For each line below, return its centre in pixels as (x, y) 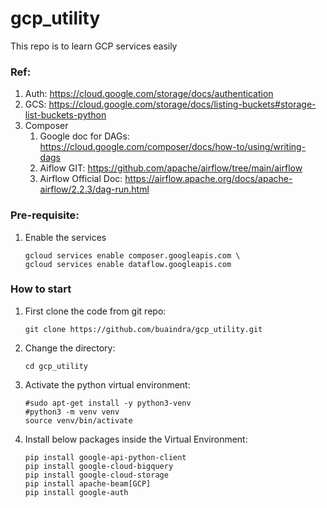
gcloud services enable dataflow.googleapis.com (128, 264)
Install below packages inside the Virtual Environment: (136, 439)
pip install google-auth (76, 492)
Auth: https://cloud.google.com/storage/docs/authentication (149, 94)
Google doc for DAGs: (84, 136)
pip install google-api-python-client (105, 457)
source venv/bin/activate (78, 420)
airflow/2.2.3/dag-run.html (94, 189)
